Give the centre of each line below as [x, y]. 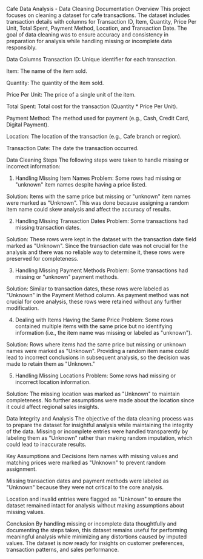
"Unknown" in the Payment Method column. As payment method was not [98, 295]
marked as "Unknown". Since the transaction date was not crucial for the [97, 246]
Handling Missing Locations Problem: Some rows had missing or [95, 376]
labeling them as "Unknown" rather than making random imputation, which [99, 438]
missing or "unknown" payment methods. [67, 277]
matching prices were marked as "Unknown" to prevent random [86, 462]
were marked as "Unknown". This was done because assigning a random [98, 203]
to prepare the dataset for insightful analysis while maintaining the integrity [100, 425]
